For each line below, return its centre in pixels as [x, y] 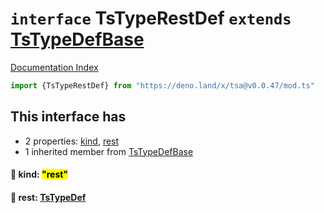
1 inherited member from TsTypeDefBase [109, 151]
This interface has [68, 117]
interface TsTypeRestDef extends [151, 18]
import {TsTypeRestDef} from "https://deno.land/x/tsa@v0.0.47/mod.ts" [162, 85]
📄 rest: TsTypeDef [48, 197]
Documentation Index [54, 67]
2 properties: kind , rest [72, 141]
